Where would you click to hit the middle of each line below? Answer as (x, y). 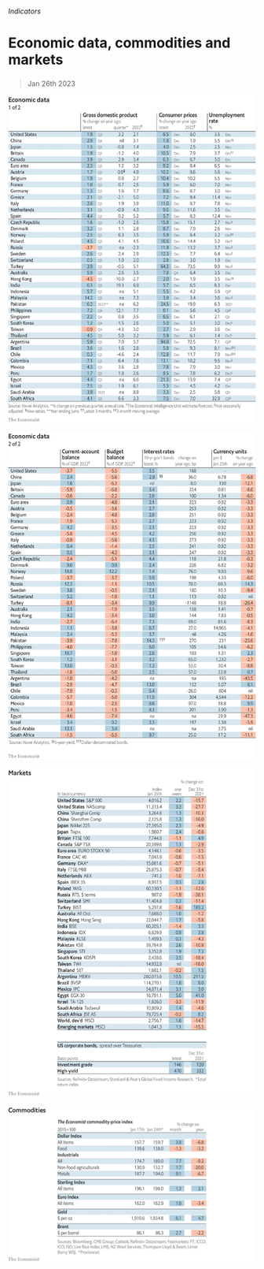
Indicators (25, 11)
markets (36, 60)
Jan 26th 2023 (51, 84)
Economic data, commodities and (119, 43)
